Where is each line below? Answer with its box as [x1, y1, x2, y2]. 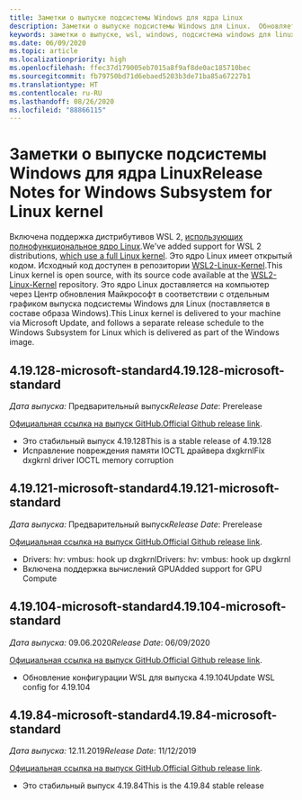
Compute [22, 573, 58, 584]
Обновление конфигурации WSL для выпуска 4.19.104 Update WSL [22, 672, 276, 683]
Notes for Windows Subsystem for [9, 182, 272, 203]
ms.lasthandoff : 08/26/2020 [9, 96, 115, 106]
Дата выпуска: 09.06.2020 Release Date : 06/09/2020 [9, 637, 211, 648]
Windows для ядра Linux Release [9, 163, 263, 184]
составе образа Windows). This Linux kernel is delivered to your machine [9, 308, 281, 319]
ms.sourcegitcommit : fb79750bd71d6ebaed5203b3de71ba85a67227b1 [9, 72, 252, 81]
